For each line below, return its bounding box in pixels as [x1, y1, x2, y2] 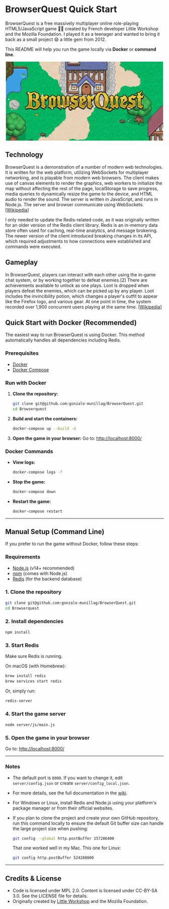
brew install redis [5, 674, 46, 679]
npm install [5, 630, 30, 635]
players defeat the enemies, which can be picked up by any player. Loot [5, 288, 154, 294]
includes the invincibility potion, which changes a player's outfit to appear [5, 293, 158, 299]
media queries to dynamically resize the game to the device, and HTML [5, 190, 153, 197]
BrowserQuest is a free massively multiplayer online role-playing [5, 20, 139, 26]
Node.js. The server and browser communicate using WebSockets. [5, 201, 144, 208]
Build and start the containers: [12, 415, 78, 421]
